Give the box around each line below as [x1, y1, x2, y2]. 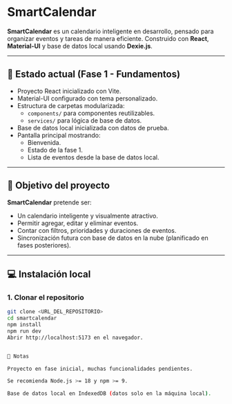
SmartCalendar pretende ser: [7, 198, 92, 207]
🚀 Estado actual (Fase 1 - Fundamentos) [7, 69, 181, 80]
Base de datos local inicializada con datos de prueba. [17, 123, 169, 132]
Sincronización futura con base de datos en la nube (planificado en [17, 234, 209, 242]
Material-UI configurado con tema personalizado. [17, 94, 158, 103]
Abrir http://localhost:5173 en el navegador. [7, 334, 144, 341]
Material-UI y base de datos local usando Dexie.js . [7, 42, 153, 50]
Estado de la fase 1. [27, 146, 83, 154]
